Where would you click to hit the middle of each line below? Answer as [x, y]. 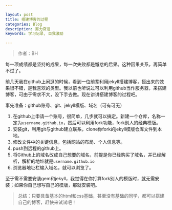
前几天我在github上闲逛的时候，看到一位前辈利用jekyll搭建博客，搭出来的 [82, 82]
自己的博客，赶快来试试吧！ [47, 202]
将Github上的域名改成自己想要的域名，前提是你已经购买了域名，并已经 [87, 155]
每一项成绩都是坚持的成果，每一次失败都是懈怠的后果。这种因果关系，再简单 [86, 64]
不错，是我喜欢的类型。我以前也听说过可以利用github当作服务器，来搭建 [90, 88]
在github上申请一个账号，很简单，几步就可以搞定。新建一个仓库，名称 [87, 117]
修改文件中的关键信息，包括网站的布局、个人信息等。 [69, 142]
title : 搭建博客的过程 [27, 19]
